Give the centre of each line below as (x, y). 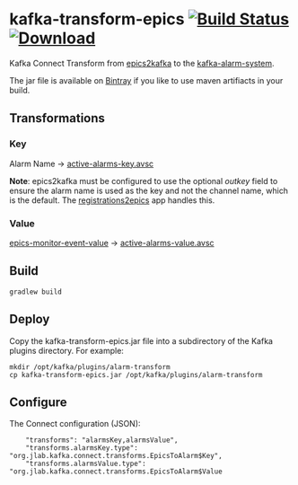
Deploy (30, 319)
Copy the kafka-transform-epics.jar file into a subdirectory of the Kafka (141, 340)
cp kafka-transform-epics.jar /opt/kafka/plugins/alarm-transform (136, 375)
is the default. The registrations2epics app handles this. (112, 200)
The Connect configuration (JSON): (75, 424)
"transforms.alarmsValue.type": (86, 464)
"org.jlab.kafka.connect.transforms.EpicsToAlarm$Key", (116, 456)
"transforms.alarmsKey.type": (82, 448)
